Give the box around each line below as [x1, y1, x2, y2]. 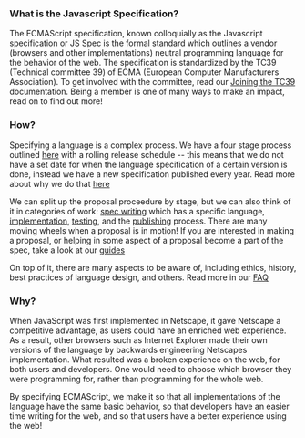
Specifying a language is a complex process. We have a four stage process [9, 140, 292, 151]
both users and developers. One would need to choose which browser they [9, 363, 292, 374]
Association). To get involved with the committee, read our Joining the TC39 [9, 77, 296, 88]
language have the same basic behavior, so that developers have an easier [9, 401, 290, 412]
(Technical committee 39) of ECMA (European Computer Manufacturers [9, 67, 280, 78]
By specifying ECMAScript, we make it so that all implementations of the [9, 391, 280, 401]
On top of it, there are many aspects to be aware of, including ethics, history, [9, 262, 297, 273]
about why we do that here [9, 178, 111, 189]
